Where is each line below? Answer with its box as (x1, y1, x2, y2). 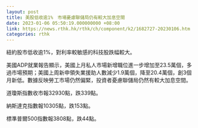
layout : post (6, 8, 39, 15)
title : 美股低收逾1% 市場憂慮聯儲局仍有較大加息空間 (6, 14, 126, 21)
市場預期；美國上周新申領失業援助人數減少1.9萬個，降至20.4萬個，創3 (11, 69, 187, 76)
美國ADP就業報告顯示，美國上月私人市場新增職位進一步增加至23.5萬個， (6, 62, 187, 69)
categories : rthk (6, 31, 50, 37)
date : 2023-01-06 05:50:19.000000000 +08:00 (6, 20, 120, 26)
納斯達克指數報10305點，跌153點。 (6, 102, 94, 109)
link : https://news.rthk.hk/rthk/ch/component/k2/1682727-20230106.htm (6, 25, 190, 32)
